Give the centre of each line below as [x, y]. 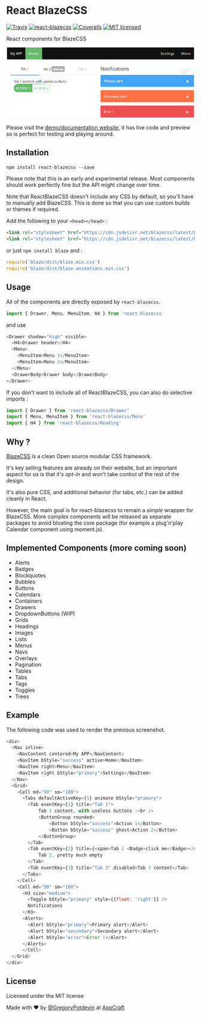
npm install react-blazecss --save [51, 168]
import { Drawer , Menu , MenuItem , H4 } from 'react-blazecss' [85, 313]
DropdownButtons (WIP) [45, 613]
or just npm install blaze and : [44, 251]
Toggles [25, 690]
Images [24, 633]
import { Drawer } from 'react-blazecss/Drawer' [68, 410]
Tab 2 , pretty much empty [70, 855]
